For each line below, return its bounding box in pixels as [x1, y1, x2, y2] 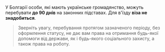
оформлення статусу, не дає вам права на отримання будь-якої [17, 30, 159, 36]
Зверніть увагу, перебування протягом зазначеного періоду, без [17, 25, 160, 31]
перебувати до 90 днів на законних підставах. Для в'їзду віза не [5, 10, 148, 16]
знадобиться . [5, 15, 36, 21]
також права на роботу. [17, 41, 70, 47]
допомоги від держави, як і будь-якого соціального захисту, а [17, 35, 155, 41]
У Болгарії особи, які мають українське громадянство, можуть [5, 5, 144, 10]
